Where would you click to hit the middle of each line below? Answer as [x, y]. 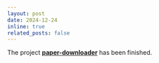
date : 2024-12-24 [32, 20]
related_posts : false [39, 33]
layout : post [26, 13]
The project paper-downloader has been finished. [80, 53]
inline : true [26, 26]
